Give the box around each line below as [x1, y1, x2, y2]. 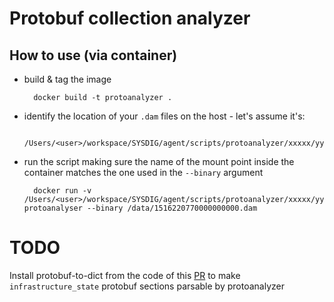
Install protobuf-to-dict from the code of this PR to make [9, 269, 241, 281]
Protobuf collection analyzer [9, 7, 251, 30]
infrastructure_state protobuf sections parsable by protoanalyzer [9, 280, 285, 292]
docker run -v [33, 186, 92, 196]
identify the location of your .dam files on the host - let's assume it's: [23, 110, 306, 122]
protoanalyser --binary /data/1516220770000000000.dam [23, 203, 258, 213]
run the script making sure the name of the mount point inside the [23, 156, 295, 167]
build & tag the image [23, 73, 112, 85]
